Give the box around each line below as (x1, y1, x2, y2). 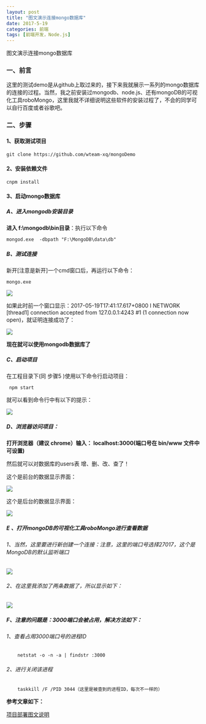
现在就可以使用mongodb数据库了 (6, 341, 91, 348)
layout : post (6, 9, 40, 15)
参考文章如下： (6, 698, 44, 705)
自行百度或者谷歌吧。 (11, 104, 66, 111)
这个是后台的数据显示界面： (6, 497, 77, 505)
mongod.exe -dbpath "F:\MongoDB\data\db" (6, 236, 116, 243)
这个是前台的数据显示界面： (6, 473, 77, 481)
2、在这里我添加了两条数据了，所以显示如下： (6, 583, 123, 590)
